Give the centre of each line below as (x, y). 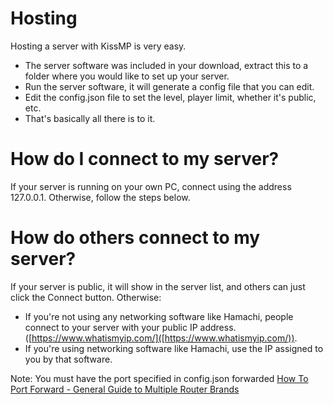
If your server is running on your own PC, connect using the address (151, 186)
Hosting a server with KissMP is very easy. (98, 46)
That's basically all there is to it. (90, 118)
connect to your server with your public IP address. (130, 327)
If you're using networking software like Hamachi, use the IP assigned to (174, 348)
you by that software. (68, 359)
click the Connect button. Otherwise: (86, 297)
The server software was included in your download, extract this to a (166, 65)
